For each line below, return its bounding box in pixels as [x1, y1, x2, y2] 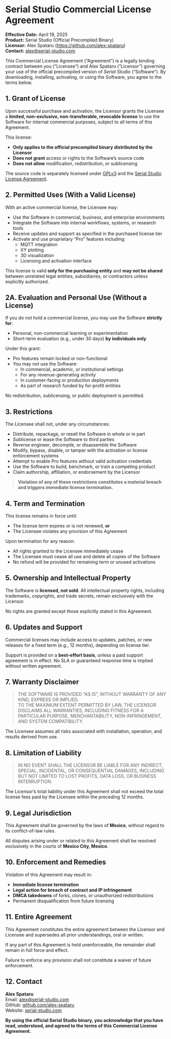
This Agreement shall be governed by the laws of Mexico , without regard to [5, 822, 165, 829]
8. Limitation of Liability [5, 749, 82, 757]
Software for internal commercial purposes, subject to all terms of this [5, 119, 153, 125]
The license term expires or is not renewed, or [12, 523, 110, 528]
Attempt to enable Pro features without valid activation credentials [12, 458, 152, 464]
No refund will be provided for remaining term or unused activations [12, 559, 156, 565]
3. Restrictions [5, 407, 53, 416]
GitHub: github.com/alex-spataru [5, 1002, 75, 1008]
